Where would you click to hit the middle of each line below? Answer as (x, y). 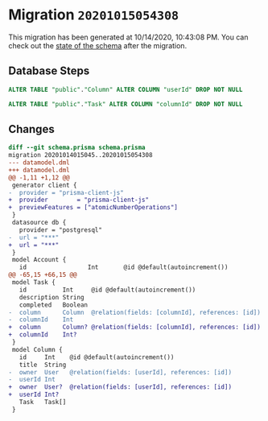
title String (43, 365)
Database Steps (49, 71)
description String (52, 297)
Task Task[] (43, 402)
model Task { (34, 283)
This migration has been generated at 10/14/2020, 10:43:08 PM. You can (128, 37)
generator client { (45, 185)
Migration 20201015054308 (94, 15)
